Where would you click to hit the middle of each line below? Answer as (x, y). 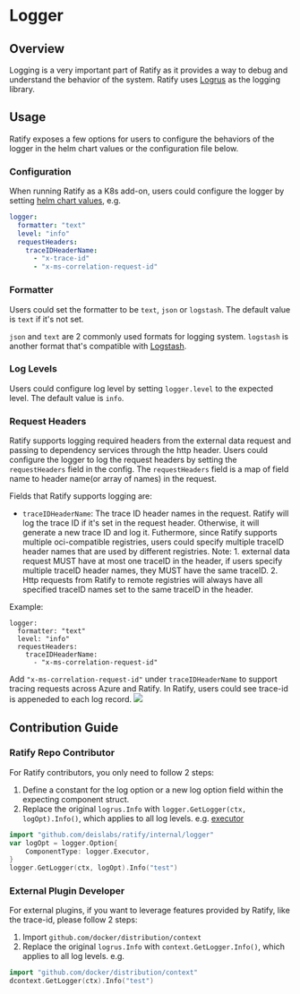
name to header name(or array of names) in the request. (113, 479)
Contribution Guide (64, 728)
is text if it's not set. (47, 319)
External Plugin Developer (67, 891)
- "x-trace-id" (61, 259)
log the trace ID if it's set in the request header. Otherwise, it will (141, 523)
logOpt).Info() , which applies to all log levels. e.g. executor (133, 818)
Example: (26, 607)
